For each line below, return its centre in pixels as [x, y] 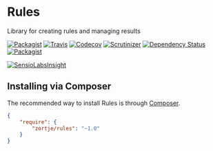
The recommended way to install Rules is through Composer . [94, 103]
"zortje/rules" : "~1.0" [66, 128]
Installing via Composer [59, 86]
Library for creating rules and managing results [74, 31]
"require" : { [38, 122]
